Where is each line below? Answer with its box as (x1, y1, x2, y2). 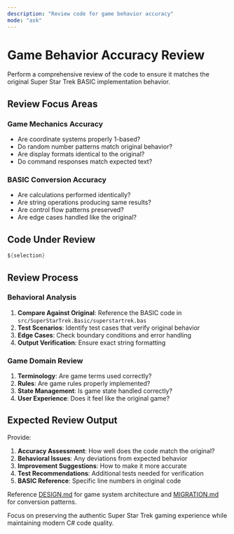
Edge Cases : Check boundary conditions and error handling (17, 331, 191, 339)
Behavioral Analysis (7, 293, 77, 302)
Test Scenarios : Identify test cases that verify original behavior (17, 323, 200, 332)
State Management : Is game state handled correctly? (17, 387, 173, 395)
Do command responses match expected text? (17, 157, 153, 166)
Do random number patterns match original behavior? (17, 142, 173, 151)
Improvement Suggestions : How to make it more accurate (17, 461, 187, 470)
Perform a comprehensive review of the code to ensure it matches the (7, 70, 210, 79)
